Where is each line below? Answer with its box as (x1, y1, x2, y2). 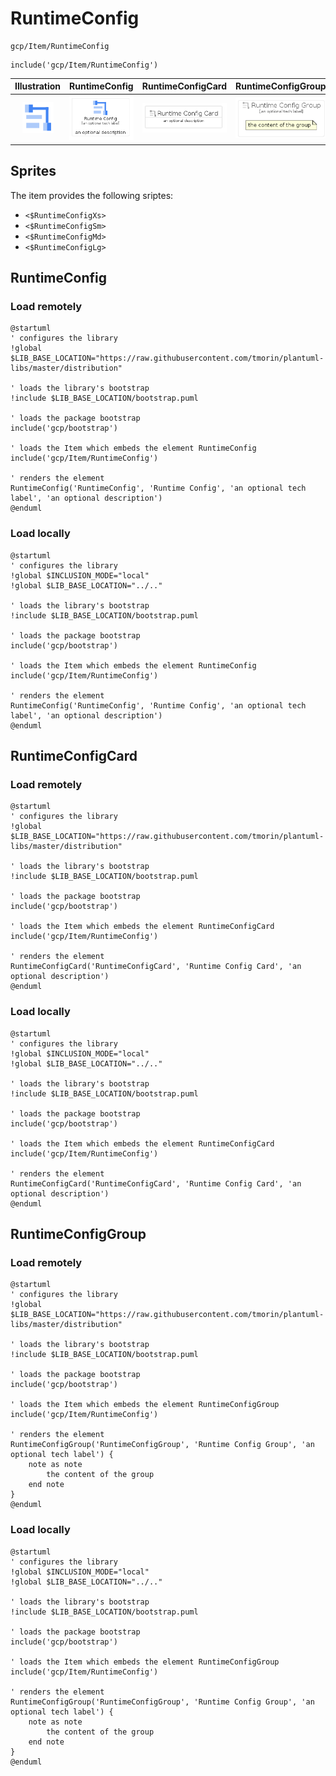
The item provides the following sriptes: (10, 189, 174, 201)
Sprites (10, 163, 57, 180)
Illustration (14, 80, 62, 92)
